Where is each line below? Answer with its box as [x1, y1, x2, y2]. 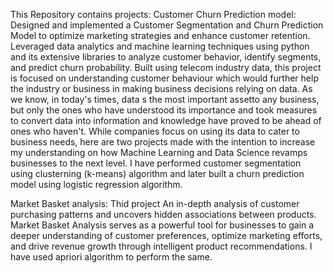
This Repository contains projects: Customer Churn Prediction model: [10, 9, 297, 20]
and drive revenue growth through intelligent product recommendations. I [10, 240, 313, 252]
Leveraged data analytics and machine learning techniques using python [10, 40, 310, 52]
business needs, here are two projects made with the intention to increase [10, 136, 316, 148]
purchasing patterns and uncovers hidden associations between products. [10, 209, 317, 220]
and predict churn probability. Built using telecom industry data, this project [10, 62, 322, 73]
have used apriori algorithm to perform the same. [10, 251, 213, 263]
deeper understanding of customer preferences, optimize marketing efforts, [10, 230, 323, 241]
